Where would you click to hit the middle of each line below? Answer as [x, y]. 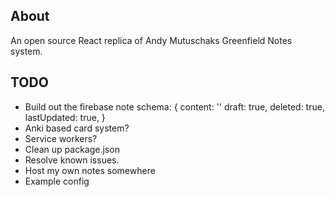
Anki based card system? [77, 128]
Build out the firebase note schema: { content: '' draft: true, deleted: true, [174, 106]
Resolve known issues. [72, 160]
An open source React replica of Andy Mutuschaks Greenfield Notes [151, 40]
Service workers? [61, 138]
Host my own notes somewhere [90, 170]
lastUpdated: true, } [65, 117]
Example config [57, 181]
